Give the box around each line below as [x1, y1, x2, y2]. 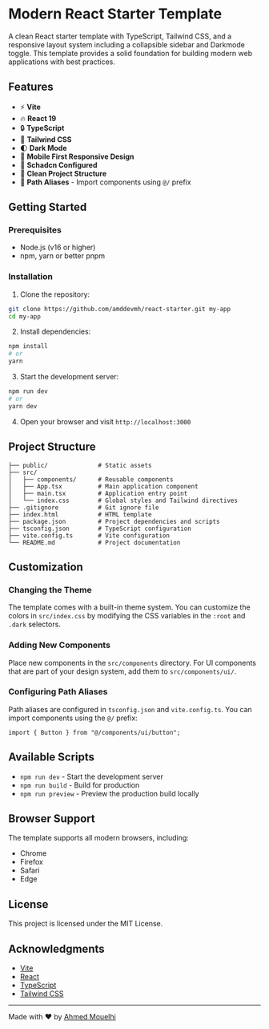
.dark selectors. [8, 619, 62, 630]
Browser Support [8, 812, 96, 826]
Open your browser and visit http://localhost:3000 [19, 416, 191, 426]
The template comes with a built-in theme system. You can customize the [8, 602, 251, 612]
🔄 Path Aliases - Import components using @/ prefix [19, 177, 191, 187]
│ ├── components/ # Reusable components [8, 475, 174, 484]
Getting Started [8, 201, 87, 214]
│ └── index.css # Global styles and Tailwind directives [8, 496, 239, 504]
